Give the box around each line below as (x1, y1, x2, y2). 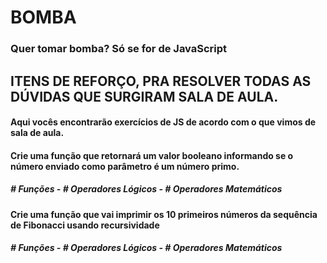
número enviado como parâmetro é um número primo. (10, 160, 240, 172)
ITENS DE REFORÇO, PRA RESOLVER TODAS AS (10, 72, 312, 90)
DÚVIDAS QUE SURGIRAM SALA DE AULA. (10, 88, 279, 105)
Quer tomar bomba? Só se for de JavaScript (10, 42, 228, 56)
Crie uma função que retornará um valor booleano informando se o (10, 149, 294, 161)
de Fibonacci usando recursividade (10, 219, 160, 231)
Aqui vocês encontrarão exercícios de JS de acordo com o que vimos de (10, 116, 317, 128)
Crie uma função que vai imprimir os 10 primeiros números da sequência (10, 208, 318, 220)
